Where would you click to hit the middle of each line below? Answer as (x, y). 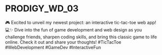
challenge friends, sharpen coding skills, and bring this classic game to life (81, 37)
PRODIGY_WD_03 (42, 9)
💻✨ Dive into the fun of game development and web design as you (74, 29)
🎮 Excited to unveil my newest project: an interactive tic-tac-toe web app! (81, 22)
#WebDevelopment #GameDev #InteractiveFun (53, 47)
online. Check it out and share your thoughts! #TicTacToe (63, 42)
